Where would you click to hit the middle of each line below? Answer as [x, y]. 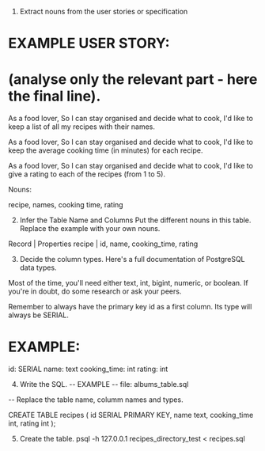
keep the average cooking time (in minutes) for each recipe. [106, 150]
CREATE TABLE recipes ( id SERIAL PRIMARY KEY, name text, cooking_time [131, 415]
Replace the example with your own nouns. [90, 229]
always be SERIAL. [39, 315]
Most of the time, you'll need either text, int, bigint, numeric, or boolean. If [129, 283]
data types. [38, 267]
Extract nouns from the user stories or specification [104, 11]
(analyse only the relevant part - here [133, 80]
